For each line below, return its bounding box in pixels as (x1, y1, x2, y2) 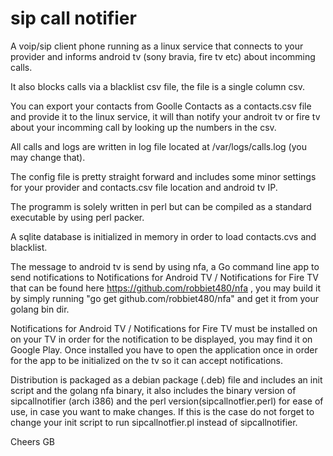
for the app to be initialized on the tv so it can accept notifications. (10, 354, 284, 366)
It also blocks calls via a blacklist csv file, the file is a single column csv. (10, 80, 306, 92)
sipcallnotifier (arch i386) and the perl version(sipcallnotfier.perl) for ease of (10, 395, 324, 407)
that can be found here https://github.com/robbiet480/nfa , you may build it (10, 282, 322, 294)
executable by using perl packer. (10, 211, 145, 223)
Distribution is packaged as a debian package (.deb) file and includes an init (10, 373, 323, 386)
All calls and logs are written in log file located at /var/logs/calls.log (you (10, 140, 307, 152)
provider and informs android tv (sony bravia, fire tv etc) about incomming (10, 50, 316, 62)
